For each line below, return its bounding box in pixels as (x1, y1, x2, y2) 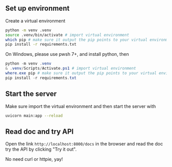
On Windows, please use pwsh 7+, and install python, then (5, 51, 129, 57)
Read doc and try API (5, 127, 74, 136)
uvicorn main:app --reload (5, 113, 63, 118)
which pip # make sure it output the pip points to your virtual (5, 37, 147, 43)
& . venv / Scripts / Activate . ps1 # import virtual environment (5, 66, 137, 71)
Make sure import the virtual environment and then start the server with (5, 103, 156, 109)
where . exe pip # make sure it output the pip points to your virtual (5, 71, 157, 76)
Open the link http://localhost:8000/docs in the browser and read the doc (5, 141, 163, 147)
